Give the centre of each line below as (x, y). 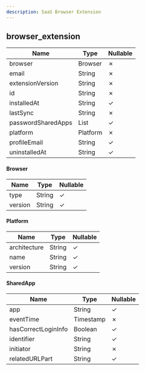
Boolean (85, 329)
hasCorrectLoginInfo (39, 329)
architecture (27, 247)
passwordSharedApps (41, 123)
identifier (22, 339)
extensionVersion (34, 84)
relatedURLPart (31, 359)
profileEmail (26, 142)
